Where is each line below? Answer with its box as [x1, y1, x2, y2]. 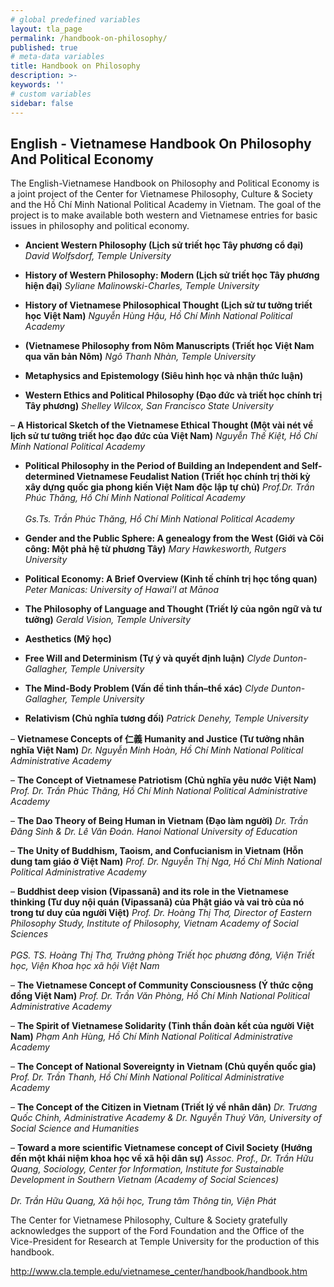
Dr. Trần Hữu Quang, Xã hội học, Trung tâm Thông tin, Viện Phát [10, 1195, 277, 1207]
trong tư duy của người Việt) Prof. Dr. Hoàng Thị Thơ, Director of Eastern [10, 907, 313, 919]
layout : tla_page [10, 24, 83, 34]
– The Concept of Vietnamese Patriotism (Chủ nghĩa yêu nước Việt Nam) [10, 774, 317, 786]
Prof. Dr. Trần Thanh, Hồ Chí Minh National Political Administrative [10, 1071, 285, 1083]
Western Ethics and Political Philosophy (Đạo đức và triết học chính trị [24, 389, 323, 401]
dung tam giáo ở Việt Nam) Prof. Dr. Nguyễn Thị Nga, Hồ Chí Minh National [10, 856, 322, 868]
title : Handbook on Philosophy [10, 61, 141, 71]
